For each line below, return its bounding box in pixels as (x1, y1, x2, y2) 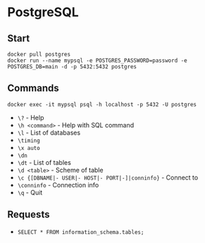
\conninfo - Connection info (17, 180, 99, 189)
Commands (7, 82, 60, 94)
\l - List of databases (17, 128, 81, 137)
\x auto (17, 144, 40, 151)
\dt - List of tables (17, 158, 72, 166)
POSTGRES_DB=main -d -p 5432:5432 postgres (7, 63, 137, 70)
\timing (17, 137, 40, 144)
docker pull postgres (7, 51, 71, 58)
